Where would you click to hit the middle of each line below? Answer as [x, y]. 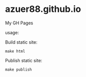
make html [15, 51]
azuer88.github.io [43, 9]
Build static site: [21, 42]
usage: [12, 32]
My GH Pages [19, 23]
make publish [19, 70]
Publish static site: [24, 60]
